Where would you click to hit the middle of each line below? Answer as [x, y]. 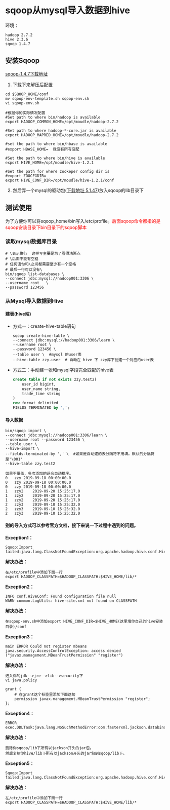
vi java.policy [21, 680]
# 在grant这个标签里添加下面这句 [45, 695]
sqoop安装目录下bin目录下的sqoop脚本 [46, 227]
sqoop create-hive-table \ [41, 336]
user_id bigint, [39, 384]
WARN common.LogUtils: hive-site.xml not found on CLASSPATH [71, 601]
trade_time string [41, 394]
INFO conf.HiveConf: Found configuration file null [61, 596]
